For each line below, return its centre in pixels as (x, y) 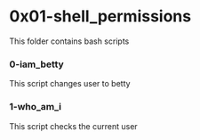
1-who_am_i (36, 107)
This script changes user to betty (70, 84)
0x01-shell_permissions (100, 16)
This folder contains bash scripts (69, 41)
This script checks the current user (73, 126)
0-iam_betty (36, 64)
